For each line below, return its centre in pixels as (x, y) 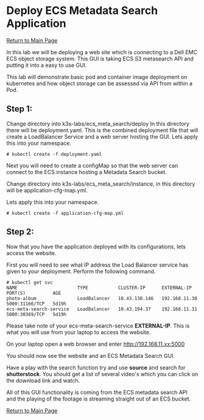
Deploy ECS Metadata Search (82, 11)
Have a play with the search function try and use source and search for (96, 367)
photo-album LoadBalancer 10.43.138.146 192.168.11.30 (102, 298)
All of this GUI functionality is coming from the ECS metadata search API (97, 392)
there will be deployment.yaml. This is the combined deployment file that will (102, 130)
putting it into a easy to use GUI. (47, 65)
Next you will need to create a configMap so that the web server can (92, 166)
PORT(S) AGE (34, 293)
